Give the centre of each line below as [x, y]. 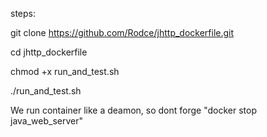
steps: [23, 13]
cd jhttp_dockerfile [49, 52]
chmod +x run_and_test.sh [65, 71]
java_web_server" [47, 121]
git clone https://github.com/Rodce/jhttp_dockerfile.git [122, 32]
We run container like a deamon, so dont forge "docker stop [134, 110]
